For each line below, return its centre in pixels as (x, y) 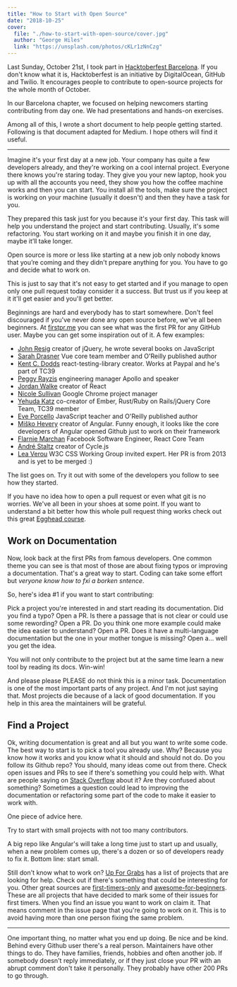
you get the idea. (32, 645)
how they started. (33, 483)
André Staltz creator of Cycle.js (63, 446)
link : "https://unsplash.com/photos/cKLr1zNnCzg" (88, 47)
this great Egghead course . (47, 519)
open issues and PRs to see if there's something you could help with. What (116, 773)
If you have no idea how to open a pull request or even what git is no (107, 496)
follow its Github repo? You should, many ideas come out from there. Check (117, 765)
